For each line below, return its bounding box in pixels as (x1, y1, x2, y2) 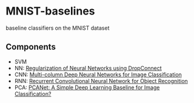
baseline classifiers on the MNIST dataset (5, 24, 110, 32)
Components (5, 42, 56, 52)
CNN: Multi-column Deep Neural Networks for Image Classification (14, 71, 182, 78)
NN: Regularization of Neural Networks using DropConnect (14, 64, 162, 71)
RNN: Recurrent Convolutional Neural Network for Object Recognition (14, 77, 189, 84)
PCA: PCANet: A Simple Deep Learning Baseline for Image (14, 84, 160, 91)
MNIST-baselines (5, 4, 95, 18)
